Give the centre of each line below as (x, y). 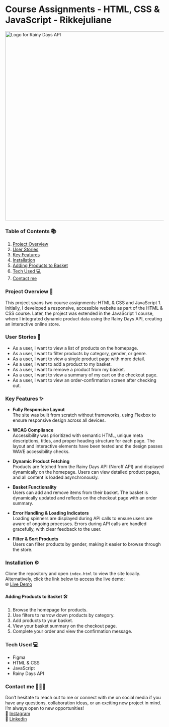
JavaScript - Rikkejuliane (59, 20)
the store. (22, 550)
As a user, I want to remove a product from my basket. (69, 369)
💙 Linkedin (16, 719)
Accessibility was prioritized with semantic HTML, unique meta (78, 435)
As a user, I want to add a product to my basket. (62, 364)
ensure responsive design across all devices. (59, 420)
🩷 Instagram (18, 714)
